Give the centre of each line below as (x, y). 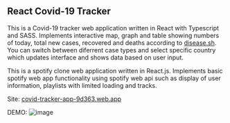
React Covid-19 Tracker (59, 11)
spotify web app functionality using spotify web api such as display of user (114, 78)
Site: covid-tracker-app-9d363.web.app (64, 99)
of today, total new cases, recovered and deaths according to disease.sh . (112, 42)
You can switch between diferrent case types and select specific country (112, 50)
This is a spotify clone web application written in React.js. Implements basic (115, 70)
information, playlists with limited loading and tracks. (82, 85)
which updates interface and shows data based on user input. (95, 57)
